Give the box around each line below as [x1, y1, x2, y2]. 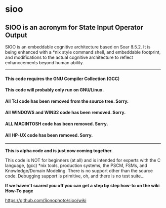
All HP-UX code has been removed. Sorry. [5, 132, 93, 138]
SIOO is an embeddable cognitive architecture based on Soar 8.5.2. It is [5, 44, 151, 50]
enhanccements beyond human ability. [5, 60, 84, 65]
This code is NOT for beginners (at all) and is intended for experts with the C [5, 157, 161, 164]
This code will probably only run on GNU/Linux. [5, 87, 104, 93]
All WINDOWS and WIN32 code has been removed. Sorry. [5, 110, 126, 116]
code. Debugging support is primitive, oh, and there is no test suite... [5, 173, 145, 179]
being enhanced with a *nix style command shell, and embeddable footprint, [5, 49, 161, 55]
